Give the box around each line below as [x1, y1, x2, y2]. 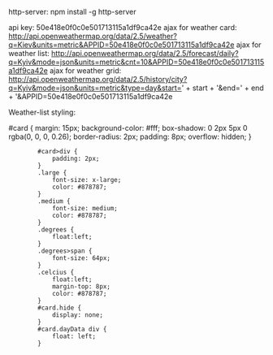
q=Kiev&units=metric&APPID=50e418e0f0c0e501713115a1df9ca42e [8, 40, 235, 50]
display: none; [51, 311, 104, 319]
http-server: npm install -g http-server [8, 7, 136, 16]
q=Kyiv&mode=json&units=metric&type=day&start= [8, 83, 182, 93]
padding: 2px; [51, 154, 100, 162]
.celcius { [37, 268, 75, 276]
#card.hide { [37, 304, 82, 312]
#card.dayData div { [37, 325, 107, 333]
